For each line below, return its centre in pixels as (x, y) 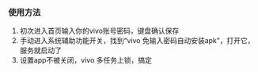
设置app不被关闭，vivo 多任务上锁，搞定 (85, 60)
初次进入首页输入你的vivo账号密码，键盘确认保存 (99, 31)
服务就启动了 (40, 50)
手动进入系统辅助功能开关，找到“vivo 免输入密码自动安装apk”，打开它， (137, 41)
